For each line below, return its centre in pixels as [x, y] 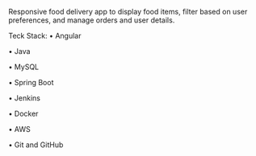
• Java [19, 51]
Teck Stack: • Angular [45, 36]
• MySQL [23, 67]
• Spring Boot [31, 82]
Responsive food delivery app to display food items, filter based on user [128, 12]
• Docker [23, 113]
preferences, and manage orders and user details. [92, 20]
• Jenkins [24, 98]
